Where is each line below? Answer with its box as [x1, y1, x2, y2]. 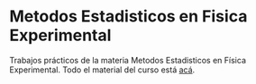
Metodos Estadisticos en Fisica [9, 6, 248, 27]
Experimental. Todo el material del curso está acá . [9, 64, 196, 75]
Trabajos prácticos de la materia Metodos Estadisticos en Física [9, 55, 246, 65]
